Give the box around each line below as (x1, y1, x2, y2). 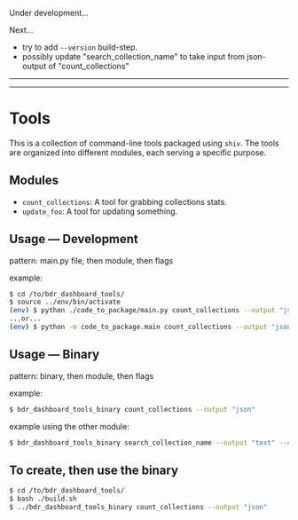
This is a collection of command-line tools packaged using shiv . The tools (9, 138, 279, 148)
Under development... (9, 8, 89, 18)
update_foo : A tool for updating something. (21, 206, 178, 217)
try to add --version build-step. (21, 42, 138, 52)
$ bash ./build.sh (9, 494, 77, 504)
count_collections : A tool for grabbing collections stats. (21, 196, 228, 207)
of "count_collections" (48, 61, 130, 71)
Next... (9, 25, 34, 35)
